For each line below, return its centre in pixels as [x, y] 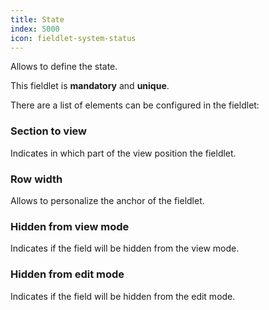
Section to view [49, 131]
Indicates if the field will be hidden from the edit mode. [123, 296]
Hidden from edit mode [67, 274]
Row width [36, 179]
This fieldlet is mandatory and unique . [90, 86]
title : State [37, 19]
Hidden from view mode [70, 226]
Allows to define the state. [64, 67]
